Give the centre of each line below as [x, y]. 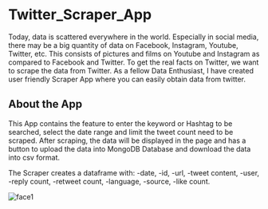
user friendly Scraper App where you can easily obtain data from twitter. [127, 79]
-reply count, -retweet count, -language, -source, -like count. [109, 181]
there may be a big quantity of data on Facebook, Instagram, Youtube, [124, 45]
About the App [45, 104]
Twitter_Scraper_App [80, 15]
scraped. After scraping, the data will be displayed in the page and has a [127, 140]
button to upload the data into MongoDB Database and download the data [130, 148]
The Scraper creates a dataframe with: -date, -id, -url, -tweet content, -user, [134, 172]
